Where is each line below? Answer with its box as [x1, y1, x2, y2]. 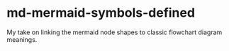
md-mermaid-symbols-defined [6, 5, 196, 21]
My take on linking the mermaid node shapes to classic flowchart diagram [6, 28, 223, 36]
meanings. [6, 35, 38, 43]
